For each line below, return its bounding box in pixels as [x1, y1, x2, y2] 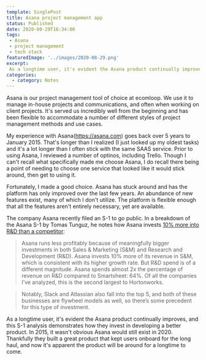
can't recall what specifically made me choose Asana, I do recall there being [6, 158, 199, 166]
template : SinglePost [6, 9, 62, 15]
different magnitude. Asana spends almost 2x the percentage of [21, 266, 183, 273]
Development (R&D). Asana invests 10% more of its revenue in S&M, [21, 253, 194, 260]
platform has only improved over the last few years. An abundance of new [6, 190, 193, 197]
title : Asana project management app [6, 15, 103, 21]
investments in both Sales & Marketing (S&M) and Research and [21, 246, 183, 253]
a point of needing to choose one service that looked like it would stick [6, 165, 185, 172]
